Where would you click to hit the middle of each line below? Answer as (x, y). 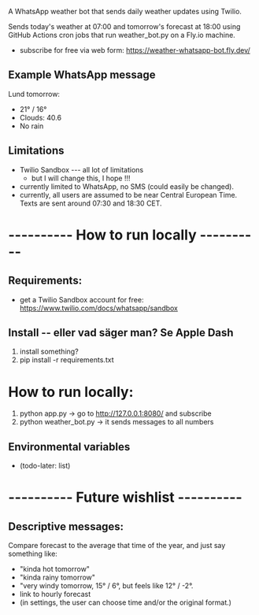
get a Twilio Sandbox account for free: (81, 299)
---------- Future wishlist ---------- (125, 497)
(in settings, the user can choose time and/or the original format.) (126, 602)
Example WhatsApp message (82, 75)
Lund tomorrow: (34, 94)
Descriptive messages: (66, 526)
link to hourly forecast (55, 595)
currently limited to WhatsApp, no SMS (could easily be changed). (127, 186)
